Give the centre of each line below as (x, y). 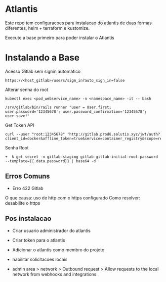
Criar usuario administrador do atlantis (51, 231)
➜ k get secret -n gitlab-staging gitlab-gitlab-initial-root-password (82, 157)
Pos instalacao (28, 219)
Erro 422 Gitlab (28, 188)
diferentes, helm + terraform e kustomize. (47, 28)
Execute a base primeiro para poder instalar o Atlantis (60, 38)
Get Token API (20, 125)
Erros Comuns (28, 176)
